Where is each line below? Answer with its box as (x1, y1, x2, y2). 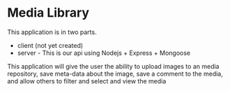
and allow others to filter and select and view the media (7, 76, 167, 85)
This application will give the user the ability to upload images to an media (7, 62, 220, 70)
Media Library (7, 5, 89, 21)
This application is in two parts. (7, 28, 97, 36)
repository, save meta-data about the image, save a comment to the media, (7, 69, 223, 78)
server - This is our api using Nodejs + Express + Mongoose (17, 49, 191, 57)
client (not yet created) (17, 41, 84, 49)
